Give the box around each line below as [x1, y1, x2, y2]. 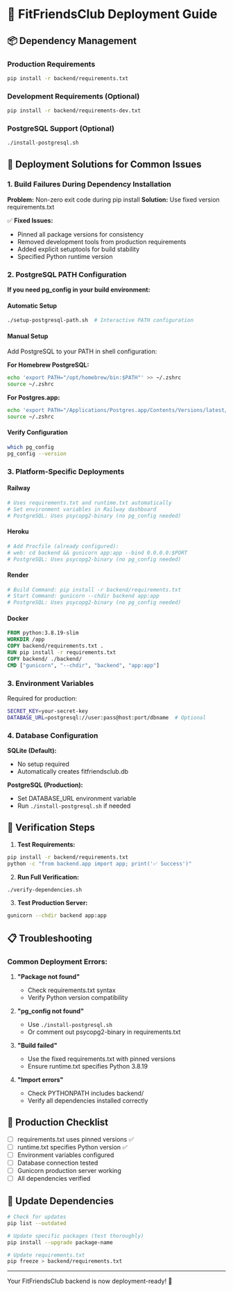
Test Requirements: [17, 840, 76, 848]
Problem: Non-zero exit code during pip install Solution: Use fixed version [7, 195, 220, 204]
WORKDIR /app [7, 636, 45, 643]
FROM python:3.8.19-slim [7, 630, 79, 637]
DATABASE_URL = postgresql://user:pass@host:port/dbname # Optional [7, 714, 207, 721]
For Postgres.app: [7, 393, 60, 402]
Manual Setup [7, 332, 49, 340]
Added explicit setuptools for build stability [17, 245, 140, 253]
